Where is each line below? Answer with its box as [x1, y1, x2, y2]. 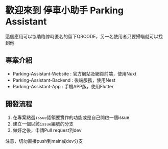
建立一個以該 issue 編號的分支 [12, 120, 74, 127]
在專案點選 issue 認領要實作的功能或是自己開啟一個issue [12, 114, 130, 120]
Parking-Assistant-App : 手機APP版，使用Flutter [12, 83, 114, 89]
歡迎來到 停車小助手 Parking [5, 5, 124, 16]
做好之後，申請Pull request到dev [12, 127, 82, 133]
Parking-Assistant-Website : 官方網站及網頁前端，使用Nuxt [12, 70, 137, 77]
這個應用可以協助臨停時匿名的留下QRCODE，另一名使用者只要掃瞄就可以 [5, 33, 159, 39]
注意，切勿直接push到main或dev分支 [5, 138, 83, 144]
